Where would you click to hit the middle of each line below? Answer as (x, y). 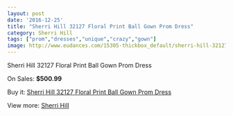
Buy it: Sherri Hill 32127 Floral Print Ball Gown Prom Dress (89, 92)
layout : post (26, 13)
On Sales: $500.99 (35, 79)
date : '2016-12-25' (35, 20)
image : (17, 46)
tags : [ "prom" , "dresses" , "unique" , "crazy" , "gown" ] (82, 39)
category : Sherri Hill (40, 33)
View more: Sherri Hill (38, 105)
